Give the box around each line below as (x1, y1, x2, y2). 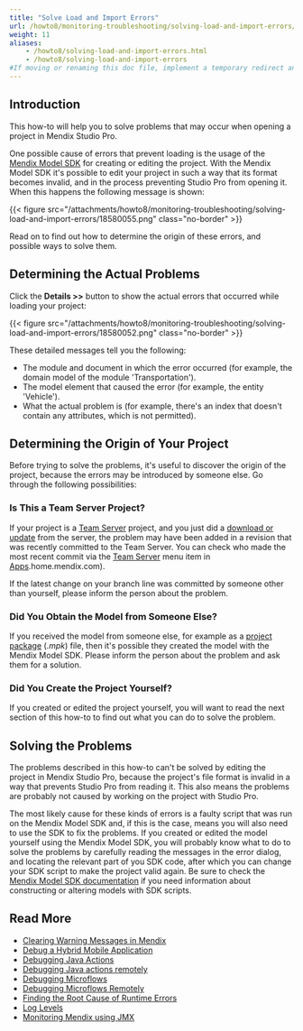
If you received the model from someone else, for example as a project (9, 631, 272, 641)
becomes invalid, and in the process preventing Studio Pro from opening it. (9, 177, 288, 188)
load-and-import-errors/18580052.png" (9, 327, 158, 338)
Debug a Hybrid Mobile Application (22, 944, 153, 955)
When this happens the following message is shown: (9, 186, 205, 197)
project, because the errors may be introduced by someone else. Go (9, 470, 263, 481)
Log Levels (22, 1002, 63, 1013)
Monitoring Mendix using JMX (22, 1011, 135, 1022)
